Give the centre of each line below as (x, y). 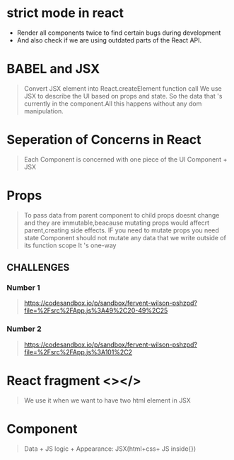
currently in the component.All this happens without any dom (113, 103)
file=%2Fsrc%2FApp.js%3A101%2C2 (78, 352)
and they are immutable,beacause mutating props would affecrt (117, 223)
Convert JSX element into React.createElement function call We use (123, 88)
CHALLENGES (38, 268)
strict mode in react (65, 13)
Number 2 (24, 329)
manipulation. (44, 111)
